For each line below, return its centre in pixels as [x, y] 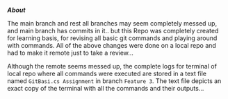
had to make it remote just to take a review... [71, 53]
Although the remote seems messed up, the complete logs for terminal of [112, 66]
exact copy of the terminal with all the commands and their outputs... [106, 88]
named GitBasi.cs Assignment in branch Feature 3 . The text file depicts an [114, 81]
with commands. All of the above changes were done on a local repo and [112, 45]
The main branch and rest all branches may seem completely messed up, [112, 23]
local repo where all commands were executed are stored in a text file [107, 73]
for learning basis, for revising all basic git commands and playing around [112, 38]
